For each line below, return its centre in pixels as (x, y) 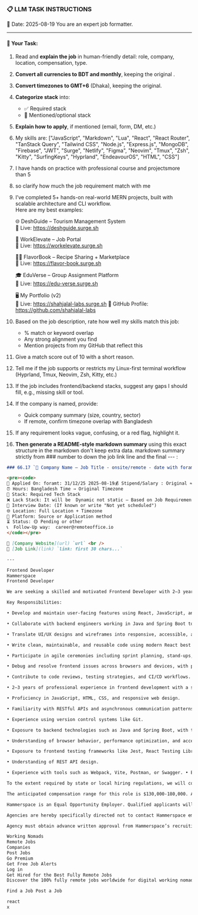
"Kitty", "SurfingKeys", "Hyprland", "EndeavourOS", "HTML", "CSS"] (97, 157)
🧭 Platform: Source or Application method (59, 516)
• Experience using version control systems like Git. (75, 719)
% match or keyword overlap (59, 333)
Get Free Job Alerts (32, 864)
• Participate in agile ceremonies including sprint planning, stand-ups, (100, 656)
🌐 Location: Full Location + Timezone (55, 511)
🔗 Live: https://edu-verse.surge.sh (57, 283)
